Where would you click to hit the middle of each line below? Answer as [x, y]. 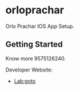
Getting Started [34, 44]
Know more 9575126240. [36, 58]
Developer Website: [29, 70]
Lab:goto [25, 81]
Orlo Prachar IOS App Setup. [40, 26]
